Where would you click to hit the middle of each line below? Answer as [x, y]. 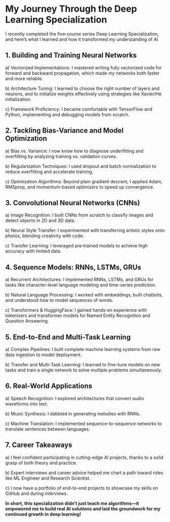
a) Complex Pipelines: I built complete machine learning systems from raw [83, 349]
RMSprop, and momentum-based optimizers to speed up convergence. [80, 187]
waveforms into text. [27, 404]
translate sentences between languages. [48, 429]
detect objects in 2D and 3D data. [40, 220]
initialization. [18, 99]
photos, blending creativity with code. [45, 236]
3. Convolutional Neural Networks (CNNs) [73, 203]
